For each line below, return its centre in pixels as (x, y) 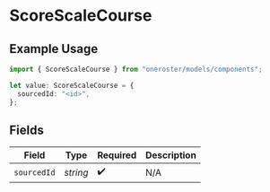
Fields (27, 130)
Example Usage (54, 49)
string (76, 172)
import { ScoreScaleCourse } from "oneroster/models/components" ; (136, 69)
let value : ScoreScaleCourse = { (72, 85)
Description (171, 155)
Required (117, 155)
